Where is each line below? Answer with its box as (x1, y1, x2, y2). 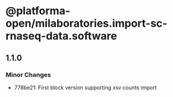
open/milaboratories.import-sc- (5, 17, 168, 30)
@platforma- (5, 4, 71, 18)
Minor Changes (5, 70, 51, 79)
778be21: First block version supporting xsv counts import (14, 84, 157, 91)
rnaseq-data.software (5, 30, 117, 43)
